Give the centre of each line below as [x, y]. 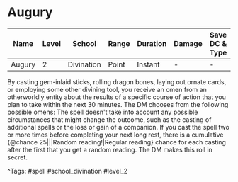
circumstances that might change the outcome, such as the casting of [109, 119]
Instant [148, 64]
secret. [18, 157]
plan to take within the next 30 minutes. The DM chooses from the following [118, 104]
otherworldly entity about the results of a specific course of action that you [117, 97]
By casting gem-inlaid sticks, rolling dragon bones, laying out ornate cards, [117, 81]
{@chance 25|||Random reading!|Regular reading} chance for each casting [117, 142]
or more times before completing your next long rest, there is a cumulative [115, 135]
